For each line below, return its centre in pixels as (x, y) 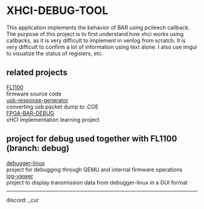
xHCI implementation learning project (53, 119)
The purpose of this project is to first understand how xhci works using (95, 34)
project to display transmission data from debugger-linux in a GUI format (97, 182)
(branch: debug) (38, 148)
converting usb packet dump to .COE (53, 107)
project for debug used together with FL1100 (92, 139)
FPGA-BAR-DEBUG (30, 113)
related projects (37, 73)
